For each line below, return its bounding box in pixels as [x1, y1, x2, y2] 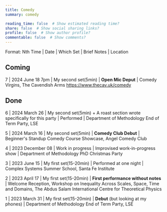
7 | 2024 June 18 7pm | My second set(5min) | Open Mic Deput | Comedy [5, 76, 157, 83]
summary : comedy [5, 12, 39, 17]
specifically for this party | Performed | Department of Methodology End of [5, 115, 159, 121]
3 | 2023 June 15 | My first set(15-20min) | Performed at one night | [5, 160, 144, 166]
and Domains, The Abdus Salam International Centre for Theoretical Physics [5, 186, 162, 192]
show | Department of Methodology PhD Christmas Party [5, 150, 123, 156]
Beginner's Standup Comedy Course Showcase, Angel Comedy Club [5, 135, 147, 141]
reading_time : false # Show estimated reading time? [5, 21, 120, 26]
